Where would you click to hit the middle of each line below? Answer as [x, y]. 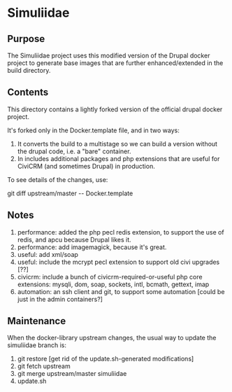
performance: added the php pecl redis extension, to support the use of [121, 232]
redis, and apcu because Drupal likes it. [74, 239]
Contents [28, 92]
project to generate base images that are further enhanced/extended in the [115, 63]
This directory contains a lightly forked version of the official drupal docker [115, 109]
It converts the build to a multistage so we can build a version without [117, 143]
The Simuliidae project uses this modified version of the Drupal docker [109, 55]
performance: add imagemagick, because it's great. [92, 247]
